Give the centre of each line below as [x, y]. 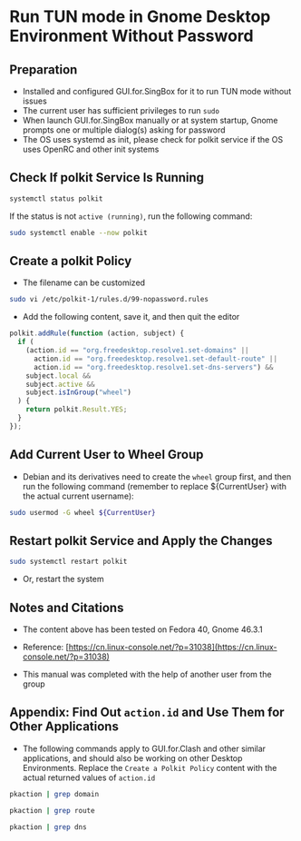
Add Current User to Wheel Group [107, 455]
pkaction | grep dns [49, 827]
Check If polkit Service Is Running [107, 178]
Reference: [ [46, 647]
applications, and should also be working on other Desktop [132, 758]
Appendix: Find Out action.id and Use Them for [147, 712]
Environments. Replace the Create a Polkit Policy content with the [150, 767]
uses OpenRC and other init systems [91, 149]
